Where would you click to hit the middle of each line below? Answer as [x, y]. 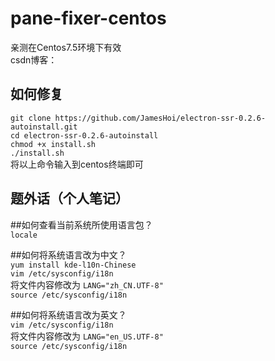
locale [24, 235]
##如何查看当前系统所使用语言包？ [81, 224]
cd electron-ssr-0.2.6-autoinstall [84, 135]
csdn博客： [34, 59]
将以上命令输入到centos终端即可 [77, 164]
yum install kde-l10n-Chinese [73, 265]
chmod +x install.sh [53, 144]
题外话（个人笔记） [69, 198]
